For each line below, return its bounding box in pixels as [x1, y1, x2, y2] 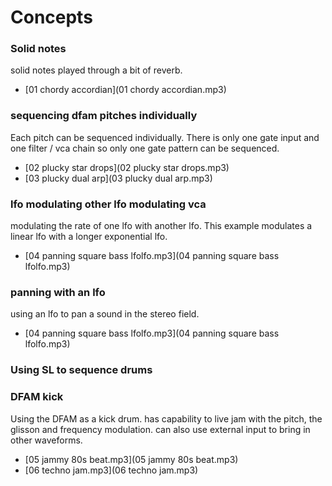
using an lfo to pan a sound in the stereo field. [10, 308, 200, 320]
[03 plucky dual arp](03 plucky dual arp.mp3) [24, 172, 213, 184]
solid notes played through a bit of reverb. [10, 64, 183, 76]
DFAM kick [10, 390, 64, 404]
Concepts [10, 6, 93, 29]
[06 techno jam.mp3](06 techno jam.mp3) [24, 464, 199, 476]
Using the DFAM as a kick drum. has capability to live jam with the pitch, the [10, 412, 323, 425]
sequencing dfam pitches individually [10, 109, 198, 123]
